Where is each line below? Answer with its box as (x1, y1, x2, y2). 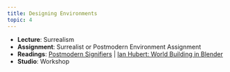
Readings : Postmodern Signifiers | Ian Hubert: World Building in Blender (17, 49, 224, 58)
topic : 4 (7, 16, 33, 23)
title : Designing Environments (7, 10, 98, 17)
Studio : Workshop (17, 57, 70, 65)
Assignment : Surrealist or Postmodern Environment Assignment (17, 43, 202, 51)
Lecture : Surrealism (17, 35, 75, 43)
